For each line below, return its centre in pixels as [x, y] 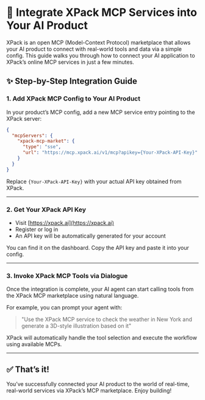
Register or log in [37, 229]
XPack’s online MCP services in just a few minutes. [70, 62]
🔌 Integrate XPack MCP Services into [102, 13]
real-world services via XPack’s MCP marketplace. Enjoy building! [89, 391]
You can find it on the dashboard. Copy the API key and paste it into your [98, 247]
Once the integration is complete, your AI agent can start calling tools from [100, 289]
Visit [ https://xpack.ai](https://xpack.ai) [64, 222]
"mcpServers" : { [32, 135]
